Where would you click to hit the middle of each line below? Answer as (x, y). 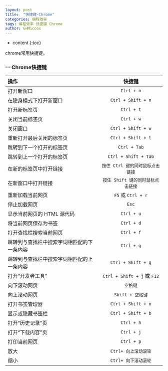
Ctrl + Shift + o (131, 304)
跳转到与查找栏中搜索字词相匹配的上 (50, 259)
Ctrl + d (131, 223)
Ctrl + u (131, 214)
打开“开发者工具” (27, 276)
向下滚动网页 (23, 285)
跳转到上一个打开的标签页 (38, 157)
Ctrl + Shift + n (131, 100)
